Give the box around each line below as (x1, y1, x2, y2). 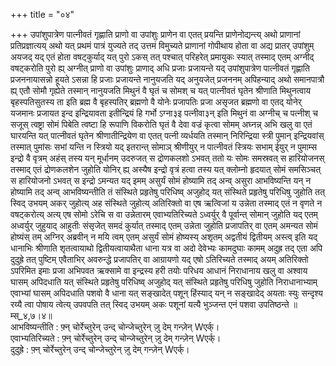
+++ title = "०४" (10, 9, 75, 20)
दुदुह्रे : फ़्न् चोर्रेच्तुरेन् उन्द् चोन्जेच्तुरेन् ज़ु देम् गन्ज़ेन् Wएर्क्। (10, 344, 190, 355)
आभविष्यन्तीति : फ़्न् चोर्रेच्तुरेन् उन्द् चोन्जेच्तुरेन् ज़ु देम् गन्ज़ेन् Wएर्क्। (10, 321, 220, 333)
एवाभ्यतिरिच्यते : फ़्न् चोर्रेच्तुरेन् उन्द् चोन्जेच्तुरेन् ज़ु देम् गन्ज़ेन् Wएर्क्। (10, 332, 222, 344)
